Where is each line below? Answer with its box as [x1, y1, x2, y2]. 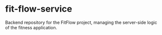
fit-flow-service [5, 3, 73, 15]
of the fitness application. [5, 24, 57, 30]
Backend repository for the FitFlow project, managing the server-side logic [5, 19, 158, 25]
